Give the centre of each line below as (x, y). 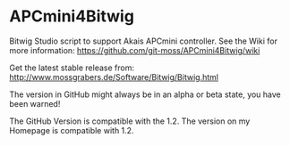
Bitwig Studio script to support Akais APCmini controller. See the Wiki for (143, 41)
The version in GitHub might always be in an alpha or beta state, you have (145, 94)
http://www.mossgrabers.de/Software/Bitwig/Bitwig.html (114, 77)
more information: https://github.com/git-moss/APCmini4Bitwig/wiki (135, 50)
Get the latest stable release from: (72, 68)
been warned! (35, 103)
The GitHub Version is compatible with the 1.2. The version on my (130, 121)
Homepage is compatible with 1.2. (72, 130)
